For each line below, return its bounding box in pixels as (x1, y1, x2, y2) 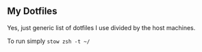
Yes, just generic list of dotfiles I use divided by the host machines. (7, 23, 196, 31)
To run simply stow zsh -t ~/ (7, 37, 90, 45)
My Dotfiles (7, 5, 58, 17)
